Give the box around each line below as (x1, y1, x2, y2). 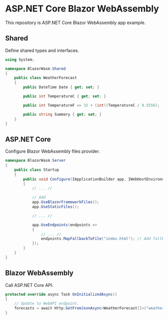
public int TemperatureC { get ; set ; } (23, 94, 106, 99)
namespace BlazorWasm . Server (5, 158, 66, 163)
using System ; (5, 57, 35, 62)
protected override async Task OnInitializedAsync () (5, 291, 117, 297)
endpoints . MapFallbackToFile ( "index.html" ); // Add (40, 236, 151, 241)
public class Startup (14, 167, 59, 172)
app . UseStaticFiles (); (31, 204, 79, 209)
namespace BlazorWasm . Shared (5, 66, 66, 71)
